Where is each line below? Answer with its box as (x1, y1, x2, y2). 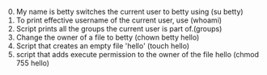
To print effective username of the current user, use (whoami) (15, 15, 222, 25)
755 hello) (15, 58, 50, 68)
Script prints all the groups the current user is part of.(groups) (15, 24, 222, 33)
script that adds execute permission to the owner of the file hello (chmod (15, 50, 259, 59)
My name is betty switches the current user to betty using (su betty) (15, 7, 244, 16)
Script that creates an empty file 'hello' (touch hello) (15, 41, 190, 51)
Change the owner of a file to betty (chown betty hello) (15, 32, 200, 42)
